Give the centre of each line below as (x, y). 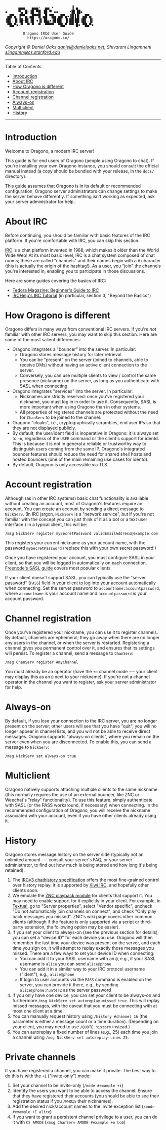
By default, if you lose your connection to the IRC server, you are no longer (81, 721)
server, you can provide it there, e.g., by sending (69, 985)
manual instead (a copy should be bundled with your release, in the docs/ (80, 171)
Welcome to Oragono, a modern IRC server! (50, 151)
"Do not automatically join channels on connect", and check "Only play (84, 911)
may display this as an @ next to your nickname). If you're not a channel (77, 677)
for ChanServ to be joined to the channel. (60, 417)
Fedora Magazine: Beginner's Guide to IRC (56, 290)
